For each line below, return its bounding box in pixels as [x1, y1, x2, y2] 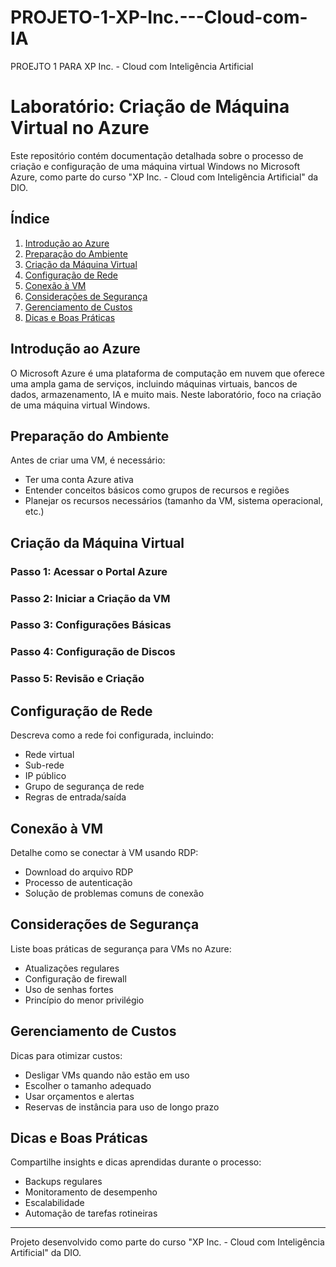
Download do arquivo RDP [24, 866, 134, 878]
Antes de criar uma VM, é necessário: [10, 454, 166, 466]
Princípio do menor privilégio [24, 994, 145, 1006]
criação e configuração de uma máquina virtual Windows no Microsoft [10, 160, 300, 172]
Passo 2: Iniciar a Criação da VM [10, 591, 171, 605]
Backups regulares [24, 1176, 103, 1188]
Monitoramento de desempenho [24, 1186, 158, 1198]
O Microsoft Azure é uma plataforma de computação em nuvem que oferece [10, 367, 325, 379]
